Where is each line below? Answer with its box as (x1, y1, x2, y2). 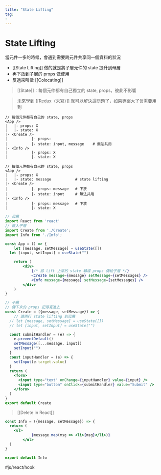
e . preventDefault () (14, 336, 54, 342)
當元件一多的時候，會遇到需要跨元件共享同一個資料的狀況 (5, 55, 121, 60)
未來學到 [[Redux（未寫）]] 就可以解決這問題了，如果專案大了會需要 (17, 98, 153, 104)
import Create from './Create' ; (5, 228, 71, 233)
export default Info (5, 455, 47, 460)
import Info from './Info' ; (5, 232, 63, 237)
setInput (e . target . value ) (14, 359, 67, 364)
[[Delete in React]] (17, 409, 54, 416)
